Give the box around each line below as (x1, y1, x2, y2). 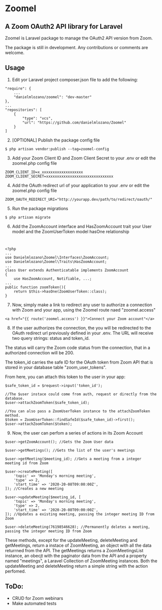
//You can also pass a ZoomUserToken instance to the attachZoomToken (5, 409, 150, 414)
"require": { (5, 86, 31, 91)
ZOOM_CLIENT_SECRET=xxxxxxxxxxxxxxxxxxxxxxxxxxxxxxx (5, 174, 114, 179)
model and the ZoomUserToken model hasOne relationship (12, 228, 130, 234)
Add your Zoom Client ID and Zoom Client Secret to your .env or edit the (12, 155, 156, 161)
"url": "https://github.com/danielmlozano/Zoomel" (22, 120, 127, 125)
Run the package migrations (12, 205, 69, 211)
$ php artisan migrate (5, 215, 51, 220)
